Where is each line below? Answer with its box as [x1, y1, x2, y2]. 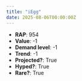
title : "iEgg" [6, 8, 42, 15]
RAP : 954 [14, 31, 39, 38]
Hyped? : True [14, 62, 50, 70]
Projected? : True [14, 56, 57, 64]
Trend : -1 [14, 50, 38, 57]
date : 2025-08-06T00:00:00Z [6, 14, 77, 20]
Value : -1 [14, 37, 38, 44]
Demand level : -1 [14, 43, 58, 51]
